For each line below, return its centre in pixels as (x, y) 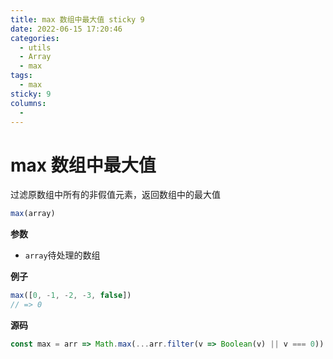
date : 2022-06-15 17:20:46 (66, 29)
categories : (35, 38)
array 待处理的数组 (62, 255)
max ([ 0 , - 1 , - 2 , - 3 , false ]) (71, 296)
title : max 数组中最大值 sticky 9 (77, 19)
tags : (21, 76)
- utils (35, 47)
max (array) (33, 214)
